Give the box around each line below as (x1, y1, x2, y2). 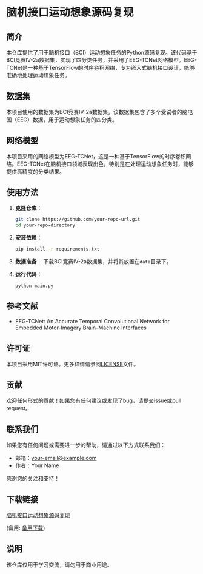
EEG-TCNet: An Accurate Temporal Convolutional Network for (15, 317, 170, 325)
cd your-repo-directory (15, 222, 76, 228)
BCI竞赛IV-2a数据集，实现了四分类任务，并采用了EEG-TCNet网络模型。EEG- (6, 56, 197, 64)
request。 (6, 405, 32, 412)
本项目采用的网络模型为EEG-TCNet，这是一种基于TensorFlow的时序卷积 (6, 152, 186, 160)
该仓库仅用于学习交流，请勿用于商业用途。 (6, 561, 113, 568)
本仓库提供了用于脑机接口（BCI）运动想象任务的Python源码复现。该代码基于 (6, 49, 198, 56)
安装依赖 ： (15, 234, 42, 241)
